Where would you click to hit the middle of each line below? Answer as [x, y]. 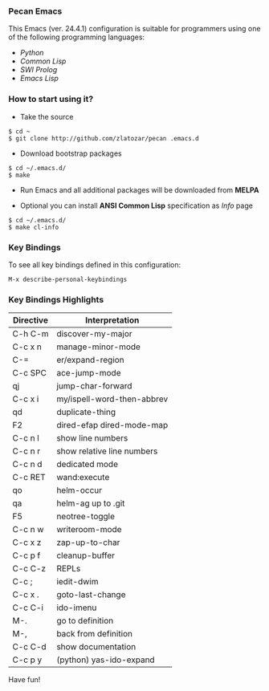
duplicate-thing [86, 413]
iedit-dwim [77, 582]
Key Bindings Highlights [56, 299]
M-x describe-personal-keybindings [68, 279]
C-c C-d [29, 647]
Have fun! [24, 680]
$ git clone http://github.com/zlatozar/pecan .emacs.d [104, 138]
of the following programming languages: [77, 37]
